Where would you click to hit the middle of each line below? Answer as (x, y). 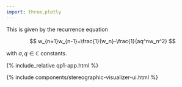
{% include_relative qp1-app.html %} (53, 65)
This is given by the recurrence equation (57, 29)
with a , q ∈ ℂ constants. (37, 53)
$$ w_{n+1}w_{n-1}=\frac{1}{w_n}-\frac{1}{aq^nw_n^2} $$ (103, 41)
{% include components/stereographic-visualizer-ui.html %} (82, 77)
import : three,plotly (34, 12)
